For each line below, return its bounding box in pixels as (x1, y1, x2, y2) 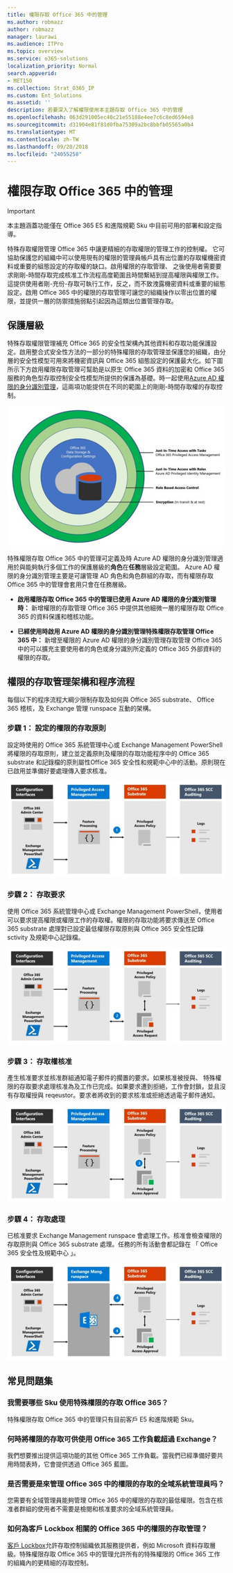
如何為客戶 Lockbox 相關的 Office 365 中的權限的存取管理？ (7, 1524, 208, 1533)
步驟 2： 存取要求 (7, 890, 65, 900)
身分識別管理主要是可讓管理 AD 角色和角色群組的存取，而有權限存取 (19, 572, 214, 580)
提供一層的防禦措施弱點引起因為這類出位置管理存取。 (25, 297, 178, 305)
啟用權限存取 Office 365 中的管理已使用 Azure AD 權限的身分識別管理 (17, 595, 216, 604)
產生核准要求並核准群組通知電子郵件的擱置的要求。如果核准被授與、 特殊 (7, 1073, 216, 1081)
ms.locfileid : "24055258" (7, 150, 82, 158)
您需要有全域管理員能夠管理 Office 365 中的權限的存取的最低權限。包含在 (7, 1496, 217, 1505)
